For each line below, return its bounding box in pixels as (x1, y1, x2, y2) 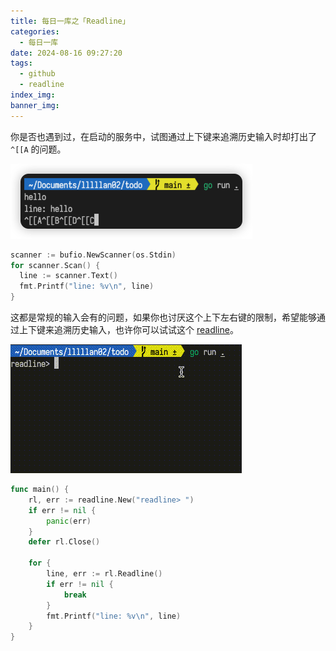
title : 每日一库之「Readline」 (10, 16, 130, 26)
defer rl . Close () (28, 537, 101, 547)
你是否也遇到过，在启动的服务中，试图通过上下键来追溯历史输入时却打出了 (10, 130, 317, 142)
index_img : (10, 90, 56, 100)
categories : (10, 26, 60, 37)
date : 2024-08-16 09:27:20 (10, 48, 123, 58)
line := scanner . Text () (19, 271, 118, 281)
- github (19, 69, 56, 79)
